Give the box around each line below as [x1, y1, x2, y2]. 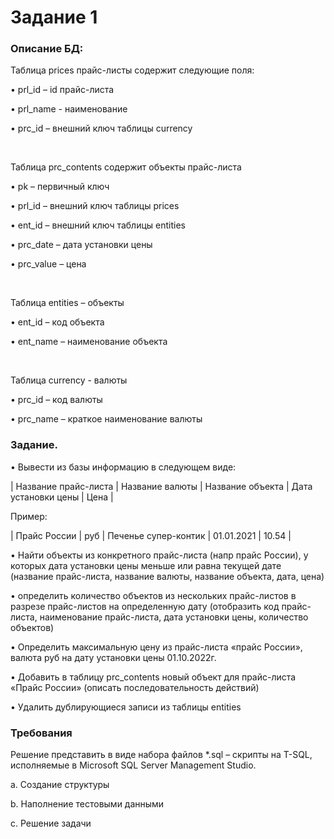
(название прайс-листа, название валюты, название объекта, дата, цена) [10, 570, 325, 582]
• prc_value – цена [10, 258, 87, 270]
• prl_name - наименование [10, 103, 128, 115]
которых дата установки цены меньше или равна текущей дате [10, 559, 282, 571]
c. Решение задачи [10, 817, 92, 830]
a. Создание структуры [10, 779, 110, 791]
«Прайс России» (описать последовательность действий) [10, 681, 260, 693]
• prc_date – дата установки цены [10, 239, 153, 251]
